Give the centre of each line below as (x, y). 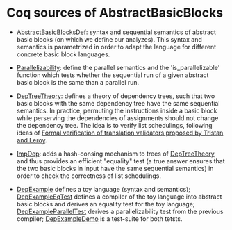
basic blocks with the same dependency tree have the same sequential (118, 103)
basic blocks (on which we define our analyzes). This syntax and (109, 39)
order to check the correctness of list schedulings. (89, 176)
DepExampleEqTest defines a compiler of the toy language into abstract (119, 197)
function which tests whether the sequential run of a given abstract (113, 75)
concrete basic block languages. (63, 54)
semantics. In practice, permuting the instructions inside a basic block (117, 110)
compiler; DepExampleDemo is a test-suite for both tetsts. (99, 219)
